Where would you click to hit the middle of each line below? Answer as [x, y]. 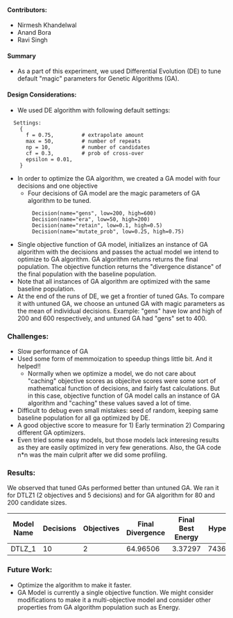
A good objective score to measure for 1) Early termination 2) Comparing [121, 425]
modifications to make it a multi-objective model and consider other [114, 600]
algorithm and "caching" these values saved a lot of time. [110, 402]
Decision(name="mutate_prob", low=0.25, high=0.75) [109, 231]
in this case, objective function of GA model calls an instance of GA [124, 396]
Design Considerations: [42, 95]
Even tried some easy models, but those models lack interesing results [118, 440]
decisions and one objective [58, 186]
